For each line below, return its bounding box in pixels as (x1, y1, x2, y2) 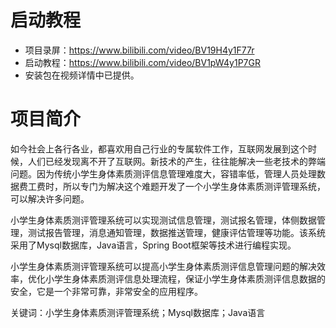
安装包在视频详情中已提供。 (24, 69, 140, 81)
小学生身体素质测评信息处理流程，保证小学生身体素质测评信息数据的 (44, 272, 326, 285)
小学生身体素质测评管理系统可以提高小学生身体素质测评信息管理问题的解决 (10, 260, 317, 272)
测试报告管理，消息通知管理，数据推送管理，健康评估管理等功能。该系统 (27, 226, 326, 238)
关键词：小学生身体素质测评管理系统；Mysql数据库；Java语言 (10, 306, 266, 318)
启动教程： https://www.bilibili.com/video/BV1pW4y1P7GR (24, 56, 261, 68)
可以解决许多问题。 (10, 192, 90, 205)
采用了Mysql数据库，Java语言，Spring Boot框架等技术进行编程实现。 (10, 239, 297, 251)
